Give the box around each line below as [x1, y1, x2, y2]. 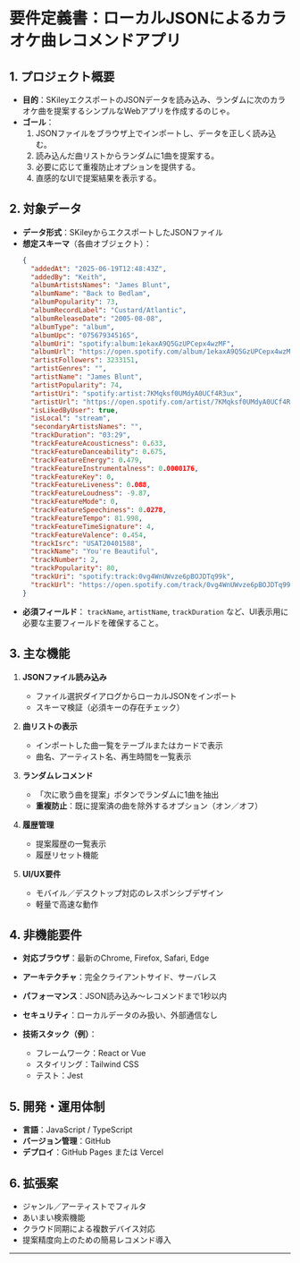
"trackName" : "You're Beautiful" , [30, 547, 159, 556]
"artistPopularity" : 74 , [30, 380, 123, 389]
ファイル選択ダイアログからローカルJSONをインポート [35, 690, 237, 701]
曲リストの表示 [21, 721, 78, 731]
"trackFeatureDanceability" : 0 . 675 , [30, 447, 167, 457]
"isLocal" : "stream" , [30, 414, 112, 423]
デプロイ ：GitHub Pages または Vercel [21, 1147, 163, 1157]
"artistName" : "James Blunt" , [30, 372, 143, 381]
